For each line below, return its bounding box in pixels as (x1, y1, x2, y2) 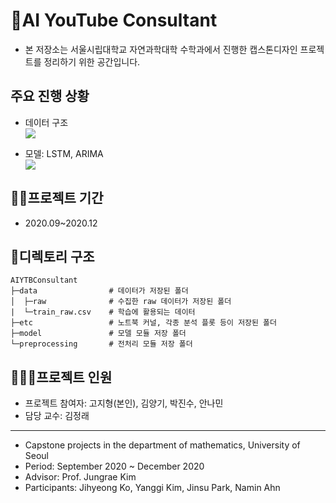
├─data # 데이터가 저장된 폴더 (10, 286, 189, 296)
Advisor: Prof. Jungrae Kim (24, 471, 137, 483)
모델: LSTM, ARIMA (24, 147, 104, 159)
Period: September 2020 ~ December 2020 (24, 460, 205, 473)
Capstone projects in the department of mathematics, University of (24, 439, 301, 451)
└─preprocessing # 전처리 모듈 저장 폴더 (10, 339, 193, 349)
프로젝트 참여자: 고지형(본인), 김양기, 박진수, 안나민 (24, 397, 224, 409)
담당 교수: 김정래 (24, 410, 90, 422)
